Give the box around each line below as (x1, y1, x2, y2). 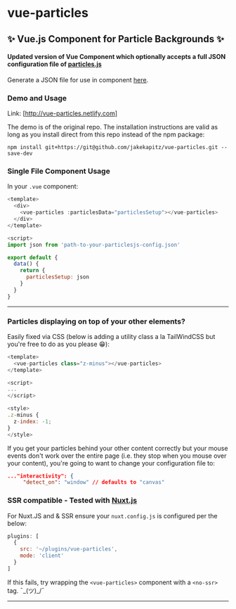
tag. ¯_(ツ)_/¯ (7, 586, 45, 595)
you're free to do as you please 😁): (7, 340, 110, 348)
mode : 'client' (20, 552, 65, 560)
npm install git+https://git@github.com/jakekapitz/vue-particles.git (7, 144, 218, 151)
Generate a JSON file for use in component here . (7, 75, 149, 84)
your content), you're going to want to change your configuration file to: (7, 459, 216, 467)
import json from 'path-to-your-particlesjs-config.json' (7, 241, 181, 248)
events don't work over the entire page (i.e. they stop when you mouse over (7, 451, 227, 460)
